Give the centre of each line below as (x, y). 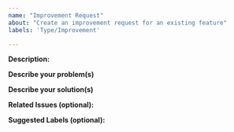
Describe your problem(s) (51, 75)
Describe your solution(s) (51, 90)
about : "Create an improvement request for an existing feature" (117, 23)
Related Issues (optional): (51, 105)
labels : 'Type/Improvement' (54, 30)
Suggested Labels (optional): (57, 120)
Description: (29, 59)
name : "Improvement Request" (56, 15)
